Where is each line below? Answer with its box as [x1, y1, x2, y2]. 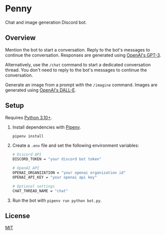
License [5, 211, 30, 220]
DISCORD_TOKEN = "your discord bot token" [12, 157, 102, 162]
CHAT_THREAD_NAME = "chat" [12, 188, 68, 193]
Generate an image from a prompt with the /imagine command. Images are [5, 82, 158, 88]
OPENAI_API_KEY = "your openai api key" [12, 175, 97, 180]
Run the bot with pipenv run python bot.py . [12, 197, 102, 203]
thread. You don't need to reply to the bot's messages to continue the [5, 67, 147, 73]
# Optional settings [12, 184, 55, 188]
